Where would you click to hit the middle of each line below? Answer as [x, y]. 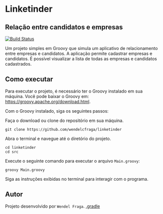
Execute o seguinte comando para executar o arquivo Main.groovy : [72, 161]
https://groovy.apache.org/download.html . [48, 101]
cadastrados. [18, 64]
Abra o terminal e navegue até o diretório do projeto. [58, 139]
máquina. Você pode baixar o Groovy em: [47, 96]
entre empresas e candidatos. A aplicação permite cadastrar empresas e [79, 53]
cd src [12, 152]
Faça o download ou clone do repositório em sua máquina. [64, 120]
